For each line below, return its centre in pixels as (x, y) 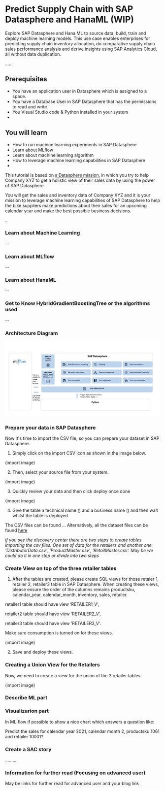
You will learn (26, 133)
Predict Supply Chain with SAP (69, 9)
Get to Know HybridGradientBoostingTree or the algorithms (78, 303)
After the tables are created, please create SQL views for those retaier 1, (85, 579)
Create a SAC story (28, 749)
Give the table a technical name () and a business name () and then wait (85, 510)
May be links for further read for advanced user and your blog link (72, 784)
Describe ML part (26, 698)
